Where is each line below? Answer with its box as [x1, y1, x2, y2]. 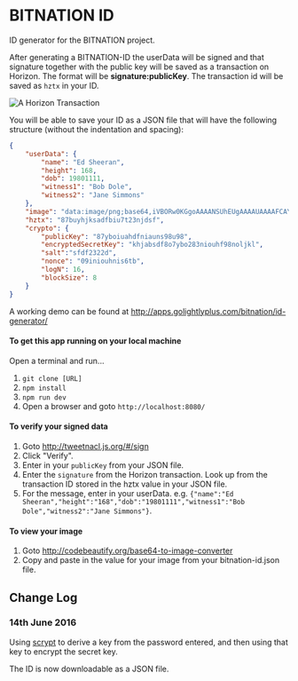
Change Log [9, 590, 78, 605]
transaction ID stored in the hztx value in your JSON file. [21, 479, 228, 489]
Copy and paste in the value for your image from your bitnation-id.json [21, 555, 280, 566]
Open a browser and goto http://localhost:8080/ [21, 400, 206, 411]
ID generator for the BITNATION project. [9, 35, 155, 45]
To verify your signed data [9, 421, 108, 432]
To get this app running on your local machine [9, 336, 182, 346]
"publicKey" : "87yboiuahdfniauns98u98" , [41, 232, 192, 241]
